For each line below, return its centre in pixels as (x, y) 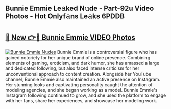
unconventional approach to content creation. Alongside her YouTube (78, 74)
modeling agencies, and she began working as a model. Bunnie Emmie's (81, 90)
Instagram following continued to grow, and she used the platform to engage (86, 95)
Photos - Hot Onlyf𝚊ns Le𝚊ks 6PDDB (65, 16)
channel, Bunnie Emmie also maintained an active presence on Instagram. (83, 79)
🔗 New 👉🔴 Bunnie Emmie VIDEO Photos (70, 37)
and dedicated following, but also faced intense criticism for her (72, 68)
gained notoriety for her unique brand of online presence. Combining (78, 58)
